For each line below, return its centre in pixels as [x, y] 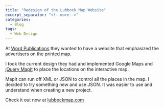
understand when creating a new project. [49, 90]
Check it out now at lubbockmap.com [45, 100]
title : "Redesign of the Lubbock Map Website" [56, 10]
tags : [11, 29]
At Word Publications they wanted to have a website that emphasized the [82, 48]
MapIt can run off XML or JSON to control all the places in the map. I [77, 79]
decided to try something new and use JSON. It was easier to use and [79, 84]
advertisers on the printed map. [38, 54]
